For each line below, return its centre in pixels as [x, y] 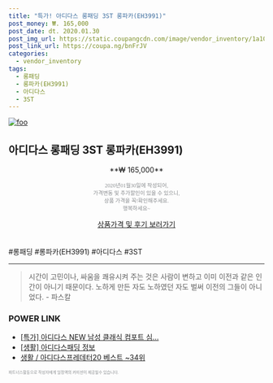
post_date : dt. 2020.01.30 [54, 31]
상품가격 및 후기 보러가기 [136, 224]
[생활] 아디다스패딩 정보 [58, 347]
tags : [17, 69]
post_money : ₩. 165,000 [49, 24]
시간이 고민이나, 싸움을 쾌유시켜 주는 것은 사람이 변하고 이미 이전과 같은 [141, 276]
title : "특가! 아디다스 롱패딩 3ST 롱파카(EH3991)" [87, 16]
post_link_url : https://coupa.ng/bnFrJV [78, 46]
